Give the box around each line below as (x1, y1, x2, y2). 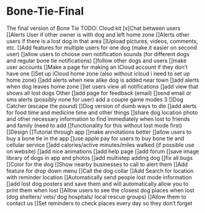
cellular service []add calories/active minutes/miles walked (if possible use (6, 141, 195, 148)
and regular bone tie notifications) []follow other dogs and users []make (6, 57, 187, 64)
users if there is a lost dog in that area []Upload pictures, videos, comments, (6, 37, 198, 45)
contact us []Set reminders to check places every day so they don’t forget (6, 200, 193, 207)
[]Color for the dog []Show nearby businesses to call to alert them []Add (6, 161, 188, 168)
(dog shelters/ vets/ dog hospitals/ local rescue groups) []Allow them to (6, 193, 187, 200)
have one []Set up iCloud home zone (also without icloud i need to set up (6, 70, 190, 77)
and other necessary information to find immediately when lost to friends (6, 115, 190, 123)
